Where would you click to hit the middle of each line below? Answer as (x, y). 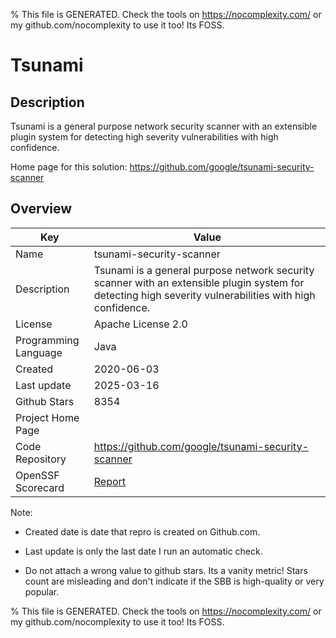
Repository (41, 459)
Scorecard (40, 487)
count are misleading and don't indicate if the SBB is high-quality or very (174, 581)
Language (39, 352)
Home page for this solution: (69, 167)
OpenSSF (37, 475)
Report (110, 481)
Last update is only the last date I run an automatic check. (143, 551)
